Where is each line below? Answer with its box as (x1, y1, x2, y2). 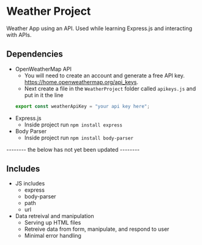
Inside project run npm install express (24, 121, 122, 128)
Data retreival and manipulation (15, 212, 94, 220)
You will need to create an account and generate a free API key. (24, 72, 185, 79)
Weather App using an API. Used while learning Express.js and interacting (6, 25, 193, 32)
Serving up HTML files (24, 219, 81, 227)
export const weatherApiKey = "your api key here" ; (15, 103, 150, 109)
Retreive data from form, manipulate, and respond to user (24, 225, 170, 233)
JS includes (15, 180, 45, 187)
